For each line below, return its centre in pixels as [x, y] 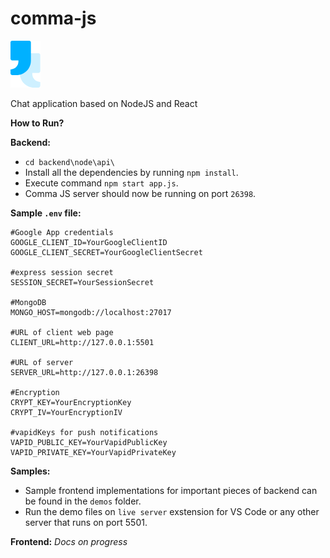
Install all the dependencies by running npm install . [131, 172]
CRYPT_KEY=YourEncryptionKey [71, 402]
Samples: [30, 471]
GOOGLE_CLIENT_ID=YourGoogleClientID [89, 242]
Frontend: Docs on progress [69, 541]
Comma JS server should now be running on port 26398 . [140, 193]
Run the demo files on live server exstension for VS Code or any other [172, 511]
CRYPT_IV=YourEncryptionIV [66, 412]
